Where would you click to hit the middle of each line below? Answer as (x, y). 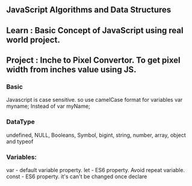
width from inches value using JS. (71, 70)
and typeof (20, 141)
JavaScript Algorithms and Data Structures (89, 10)
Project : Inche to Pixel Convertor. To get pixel (93, 60)
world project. (33, 39)
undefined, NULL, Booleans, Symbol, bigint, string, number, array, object (96, 135)
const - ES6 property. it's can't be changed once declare (77, 176)
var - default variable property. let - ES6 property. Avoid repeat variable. (96, 170)
